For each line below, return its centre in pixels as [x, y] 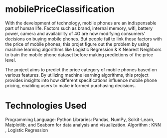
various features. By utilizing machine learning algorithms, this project [77, 75]
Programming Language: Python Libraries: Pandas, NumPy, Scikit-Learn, [80, 119]
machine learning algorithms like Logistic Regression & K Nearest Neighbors [83, 49]
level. [11, 60]
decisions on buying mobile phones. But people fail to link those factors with [83, 39]
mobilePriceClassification [60, 9]
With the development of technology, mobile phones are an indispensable [81, 23]
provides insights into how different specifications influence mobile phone [81, 80]
